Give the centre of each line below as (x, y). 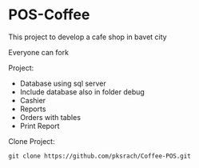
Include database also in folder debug (82, 92)
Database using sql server (63, 83)
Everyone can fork (39, 52)
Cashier (33, 100)
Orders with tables (50, 117)
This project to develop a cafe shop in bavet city (88, 37)
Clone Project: (32, 141)
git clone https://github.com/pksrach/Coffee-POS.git (100, 156)
